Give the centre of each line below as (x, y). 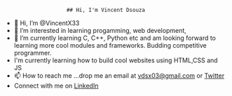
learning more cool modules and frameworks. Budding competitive (110, 45)
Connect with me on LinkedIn (56, 85)
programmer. (33, 53)
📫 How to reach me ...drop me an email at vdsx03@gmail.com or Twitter (119, 76)
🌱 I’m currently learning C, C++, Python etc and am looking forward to (115, 38)
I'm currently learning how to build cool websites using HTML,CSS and (116, 60)
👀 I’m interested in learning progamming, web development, (100, 30)
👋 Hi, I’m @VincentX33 (47, 23)
